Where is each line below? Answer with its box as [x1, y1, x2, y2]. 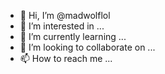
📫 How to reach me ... [19, 53, 113, 64]
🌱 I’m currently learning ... [19, 31, 127, 42]
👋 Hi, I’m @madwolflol [19, 10, 111, 21]
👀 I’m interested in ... [19, 20, 105, 32]
